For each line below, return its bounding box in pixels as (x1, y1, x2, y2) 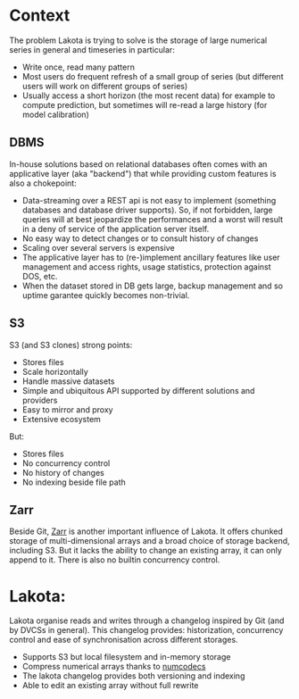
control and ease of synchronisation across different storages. (9, 635, 238, 645)
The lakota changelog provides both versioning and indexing (21, 670, 245, 681)
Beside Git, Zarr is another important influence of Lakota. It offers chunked (9, 526, 283, 537)
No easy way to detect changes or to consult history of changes (21, 233, 259, 244)
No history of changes (21, 467, 104, 478)
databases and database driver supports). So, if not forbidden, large (21, 204, 274, 215)
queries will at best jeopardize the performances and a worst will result (21, 213, 284, 224)
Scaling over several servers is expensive (21, 242, 176, 253)
